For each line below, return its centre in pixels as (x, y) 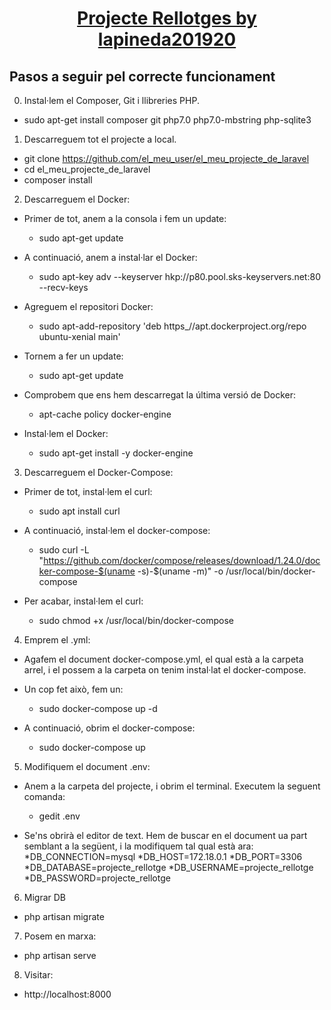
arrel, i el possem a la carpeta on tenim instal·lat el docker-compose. (165, 670)
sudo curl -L (64, 550)
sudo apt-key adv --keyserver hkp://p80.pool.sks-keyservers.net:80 (179, 276)
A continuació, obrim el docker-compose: (109, 728)
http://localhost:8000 (67, 994)
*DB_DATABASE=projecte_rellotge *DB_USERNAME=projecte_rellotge (168, 867)
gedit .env (59, 816)
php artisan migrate (64, 916)
